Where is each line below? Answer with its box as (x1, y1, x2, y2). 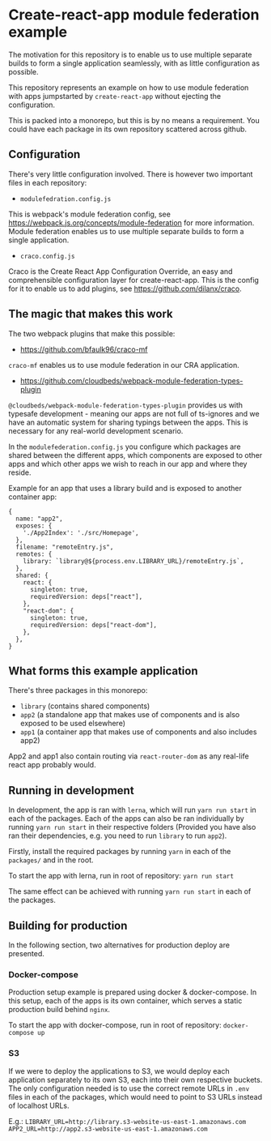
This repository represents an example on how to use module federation (8, 83, 249, 92)
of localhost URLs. (8, 1100, 70, 1110)
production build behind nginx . (8, 1005, 111, 1015)
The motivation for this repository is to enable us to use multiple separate (8, 49, 252, 59)
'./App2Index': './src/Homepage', (23, 528, 139, 536)
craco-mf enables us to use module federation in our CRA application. (8, 360, 240, 370)
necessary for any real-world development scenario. (8, 425, 184, 435)
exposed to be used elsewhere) (19, 719, 126, 729)
